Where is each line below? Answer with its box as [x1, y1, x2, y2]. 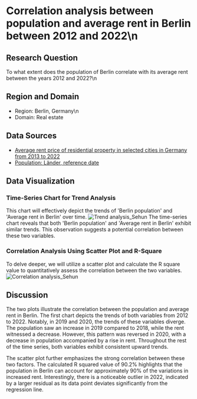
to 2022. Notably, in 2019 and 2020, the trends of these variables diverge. [6, 318, 186, 325]
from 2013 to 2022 [14, 152, 60, 160]
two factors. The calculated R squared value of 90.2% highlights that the [6, 361, 183, 368]
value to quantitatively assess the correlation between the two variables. [6, 267, 182, 274]
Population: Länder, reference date [14, 159, 99, 166]
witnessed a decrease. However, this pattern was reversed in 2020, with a [6, 331, 186, 338]
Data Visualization [6, 176, 75, 187]
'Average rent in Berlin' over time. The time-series [6, 214, 188, 221]
